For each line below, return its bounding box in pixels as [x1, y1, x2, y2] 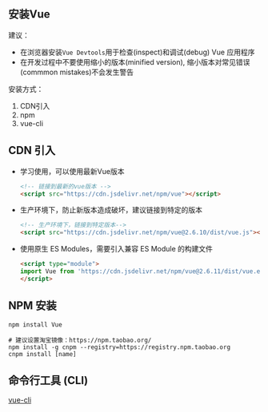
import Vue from [19, 267, 74, 275]
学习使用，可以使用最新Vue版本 [19, 166, 125, 176]
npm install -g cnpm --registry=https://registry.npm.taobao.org [8, 343, 230, 351]
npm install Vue [8, 320, 62, 329]
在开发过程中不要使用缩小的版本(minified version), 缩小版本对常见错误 [19, 57, 250, 66]
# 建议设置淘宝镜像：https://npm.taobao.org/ [8, 336, 152, 344]
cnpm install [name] [8, 350, 78, 358]
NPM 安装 [8, 299, 58, 313]
